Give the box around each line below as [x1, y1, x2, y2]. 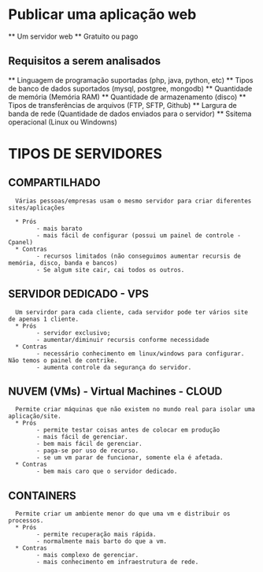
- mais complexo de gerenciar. [36, 552, 139, 559]
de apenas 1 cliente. [8, 315, 80, 323]
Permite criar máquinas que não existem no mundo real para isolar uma [15, 406, 256, 414]
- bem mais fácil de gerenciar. [36, 440, 143, 448]
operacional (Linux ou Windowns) [8, 117, 118, 127]
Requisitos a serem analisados [8, 54, 161, 68]
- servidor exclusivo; [36, 329, 111, 336]
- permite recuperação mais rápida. [36, 530, 157, 539]
